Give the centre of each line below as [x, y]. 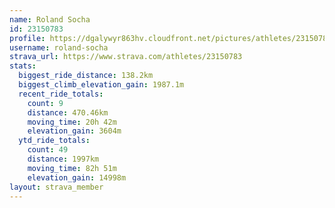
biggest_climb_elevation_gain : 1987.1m [101, 85]
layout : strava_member [56, 187]
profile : [27, 38]
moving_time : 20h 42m [72, 122]
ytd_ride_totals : [54, 141]
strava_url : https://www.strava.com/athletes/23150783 [126, 57]
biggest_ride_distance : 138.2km [86, 76]
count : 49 [48, 150]
